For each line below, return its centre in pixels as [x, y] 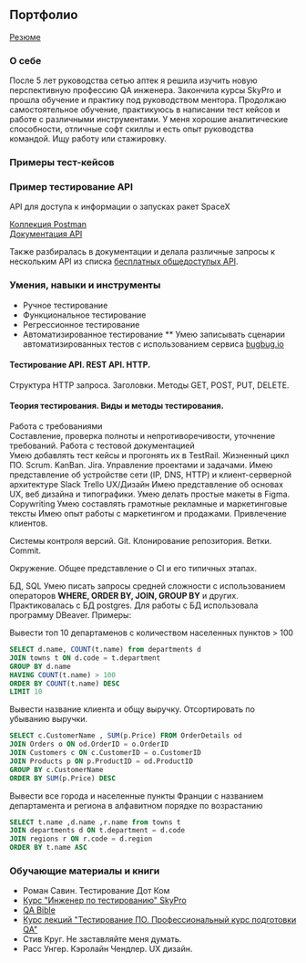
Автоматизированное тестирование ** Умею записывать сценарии [153, 334]
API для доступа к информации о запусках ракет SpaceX [120, 207]
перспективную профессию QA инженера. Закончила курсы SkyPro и [146, 90]
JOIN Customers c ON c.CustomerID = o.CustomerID [106, 753]
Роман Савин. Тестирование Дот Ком [96, 891]
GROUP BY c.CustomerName [56, 769]
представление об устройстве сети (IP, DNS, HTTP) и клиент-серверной [151, 475]
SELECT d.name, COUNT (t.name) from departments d [106, 650]
